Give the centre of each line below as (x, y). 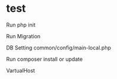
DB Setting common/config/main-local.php (59, 47)
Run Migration (23, 36)
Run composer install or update (45, 59)
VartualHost (21, 70)
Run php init (21, 25)
